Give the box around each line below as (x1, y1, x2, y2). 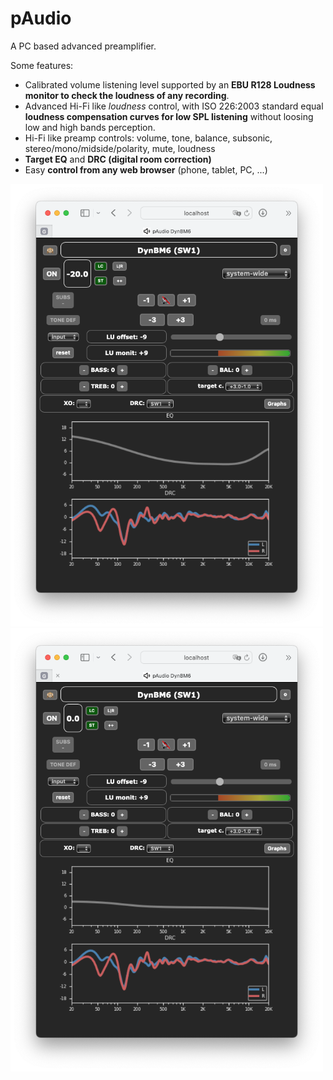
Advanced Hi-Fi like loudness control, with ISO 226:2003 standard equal (24, 100, 324, 112)
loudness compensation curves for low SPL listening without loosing (24, 110, 314, 122)
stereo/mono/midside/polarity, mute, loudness (24, 142, 216, 154)
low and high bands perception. (24, 121, 156, 133)
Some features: (10, 59, 74, 71)
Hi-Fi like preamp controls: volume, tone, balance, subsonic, (24, 132, 273, 144)
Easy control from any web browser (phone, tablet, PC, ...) (24, 163, 268, 176)
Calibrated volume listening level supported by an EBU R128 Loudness (24, 78, 316, 91)
